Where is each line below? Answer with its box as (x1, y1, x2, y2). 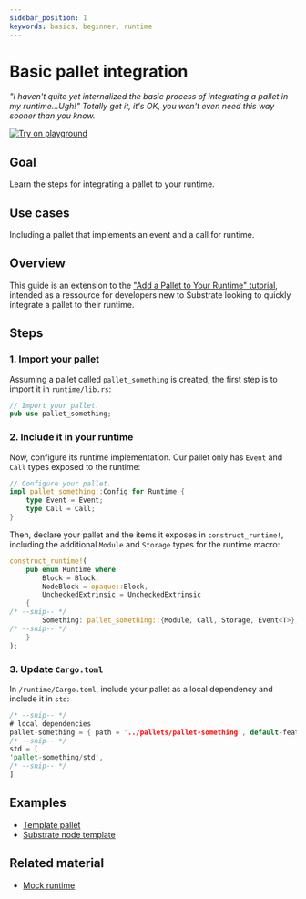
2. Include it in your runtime (9, 431, 134, 444)
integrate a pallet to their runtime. (9, 299, 135, 310)
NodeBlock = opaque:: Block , (42, 582, 148, 591)
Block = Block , (42, 573, 100, 583)
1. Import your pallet (9, 352, 100, 365)
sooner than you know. (9, 110, 96, 121)
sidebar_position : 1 (9, 13, 88, 23)
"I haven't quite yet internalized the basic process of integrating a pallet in (9, 91, 289, 102)
